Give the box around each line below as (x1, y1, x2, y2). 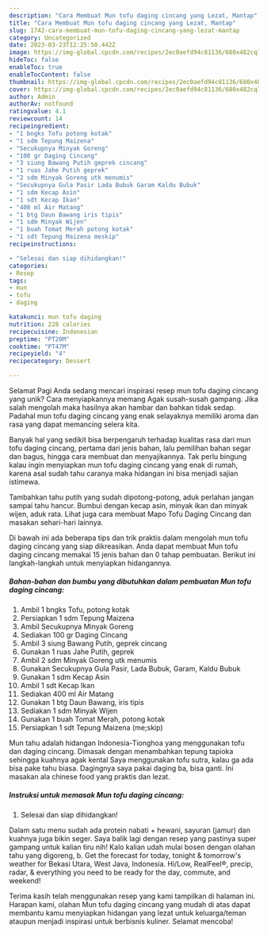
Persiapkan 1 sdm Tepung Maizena (20, 613, 135, 622)
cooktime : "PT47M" (9, 343, 70, 350)
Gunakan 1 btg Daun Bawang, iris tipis (20, 697, 145, 706)
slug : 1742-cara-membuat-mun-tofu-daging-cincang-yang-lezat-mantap (9, 26, 240, 34)
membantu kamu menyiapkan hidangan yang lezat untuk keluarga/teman (9, 908, 246, 917)
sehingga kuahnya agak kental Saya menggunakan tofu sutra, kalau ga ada (9, 755, 254, 764)
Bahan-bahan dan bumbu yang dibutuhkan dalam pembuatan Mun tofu (9, 576, 252, 586)
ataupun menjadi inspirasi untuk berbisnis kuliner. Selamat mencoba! (9, 917, 234, 926)
